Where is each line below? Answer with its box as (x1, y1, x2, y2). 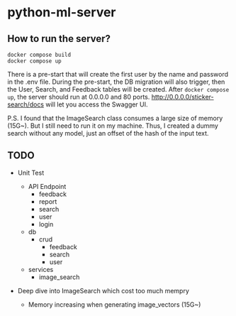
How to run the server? (7, 33, 111, 45)
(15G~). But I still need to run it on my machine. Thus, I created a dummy (7, 121, 218, 130)
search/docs (7, 100, 45, 109)
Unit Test (17, 168, 45, 177)
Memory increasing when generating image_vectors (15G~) (28, 300, 201, 309)
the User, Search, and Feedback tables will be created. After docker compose (7, 85, 230, 93)
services (28, 265, 54, 273)
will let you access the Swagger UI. (45, 100, 148, 109)
